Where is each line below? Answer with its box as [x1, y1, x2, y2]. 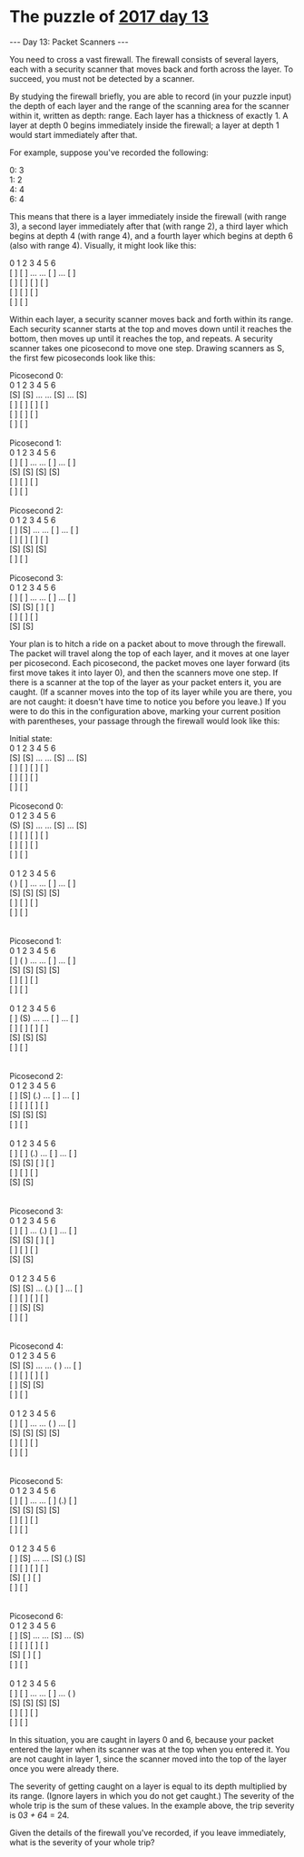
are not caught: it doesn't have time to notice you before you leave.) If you [9, 696, 287, 707]
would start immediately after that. [9, 129, 138, 140]
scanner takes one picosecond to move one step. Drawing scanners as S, [9, 342, 285, 353]
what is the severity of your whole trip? [9, 1836, 155, 1848]
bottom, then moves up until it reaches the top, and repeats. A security [9, 333, 274, 344]
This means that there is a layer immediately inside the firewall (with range [9, 211, 288, 221]
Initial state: [9, 732, 53, 743]
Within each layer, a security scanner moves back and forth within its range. [9, 313, 293, 324]
